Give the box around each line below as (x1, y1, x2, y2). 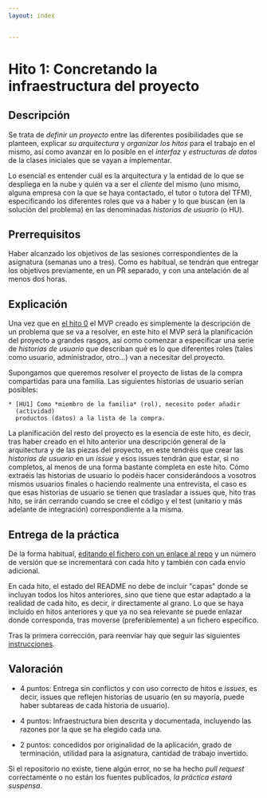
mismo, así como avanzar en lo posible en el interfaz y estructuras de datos (8, 147, 257, 156)
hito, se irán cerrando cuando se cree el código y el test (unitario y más (8, 496, 243, 506)
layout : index (8, 11, 56, 20)
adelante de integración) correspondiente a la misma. (8, 504, 184, 515)
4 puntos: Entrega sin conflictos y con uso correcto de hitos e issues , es (19, 683, 257, 693)
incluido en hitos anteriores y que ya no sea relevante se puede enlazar (8, 607, 243, 617)
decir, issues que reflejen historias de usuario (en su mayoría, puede (19, 692, 245, 701)
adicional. (8, 566, 41, 575)
